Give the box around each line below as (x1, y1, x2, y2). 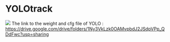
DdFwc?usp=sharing (5, 31, 49, 37)
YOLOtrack (5, 3, 53, 15)
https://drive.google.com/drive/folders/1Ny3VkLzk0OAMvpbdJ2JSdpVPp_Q (5, 26, 165, 32)
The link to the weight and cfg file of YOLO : (11, 20, 104, 26)
